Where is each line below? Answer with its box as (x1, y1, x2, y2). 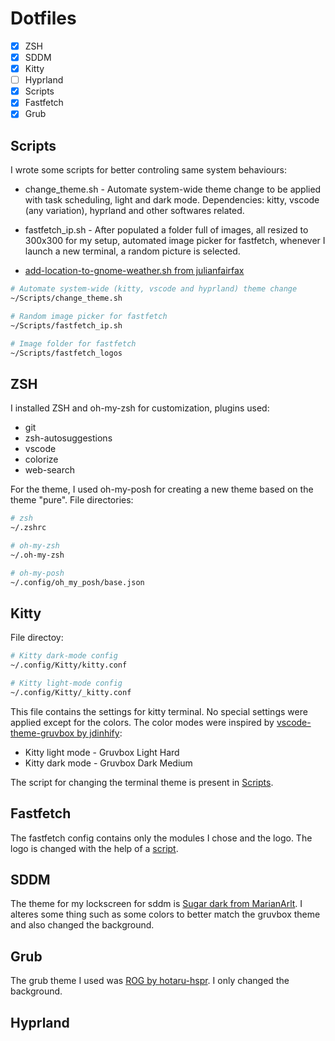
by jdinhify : (76, 727, 123, 739)
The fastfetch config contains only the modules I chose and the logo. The (10, 832, 313, 844)
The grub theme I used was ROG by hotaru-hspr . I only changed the (10, 975, 290, 987)
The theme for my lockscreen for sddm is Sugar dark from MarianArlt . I (10, 898, 303, 910)
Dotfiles (10, 7, 77, 30)
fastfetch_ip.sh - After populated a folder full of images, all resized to (24, 224, 309, 236)
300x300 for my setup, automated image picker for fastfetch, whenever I (24, 235, 326, 247)
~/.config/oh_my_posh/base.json (10, 577, 145, 587)
